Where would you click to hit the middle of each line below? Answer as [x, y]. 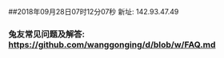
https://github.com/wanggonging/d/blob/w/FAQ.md [112, 44]
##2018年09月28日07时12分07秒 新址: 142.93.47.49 [94, 12]
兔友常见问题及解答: [47, 34]
